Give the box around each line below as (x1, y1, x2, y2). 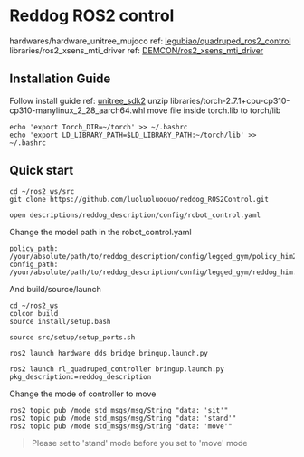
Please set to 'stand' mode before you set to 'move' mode (31, 437, 248, 448)
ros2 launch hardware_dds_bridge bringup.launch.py (9, 348, 208, 357)
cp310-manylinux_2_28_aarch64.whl (9, 105, 146, 116)
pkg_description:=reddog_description (9, 372, 152, 381)
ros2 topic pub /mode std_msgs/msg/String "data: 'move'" (9, 422, 233, 431)
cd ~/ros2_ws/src (9, 186, 75, 195)
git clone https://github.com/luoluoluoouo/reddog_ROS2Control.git (9, 195, 270, 204)
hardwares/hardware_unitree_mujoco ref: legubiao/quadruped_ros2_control (9, 35, 291, 46)
